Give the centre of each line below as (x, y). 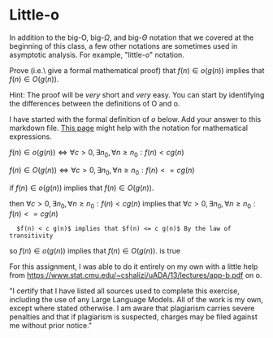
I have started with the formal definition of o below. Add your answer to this (135, 119)
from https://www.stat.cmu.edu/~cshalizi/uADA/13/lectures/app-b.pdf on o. (136, 275)
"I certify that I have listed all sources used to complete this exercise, (125, 291)
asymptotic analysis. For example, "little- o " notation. (97, 54)
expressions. (30, 136)
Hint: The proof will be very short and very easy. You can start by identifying (137, 94)
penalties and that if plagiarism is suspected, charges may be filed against (134, 317)
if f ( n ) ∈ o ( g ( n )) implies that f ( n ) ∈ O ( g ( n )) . (82, 188)
